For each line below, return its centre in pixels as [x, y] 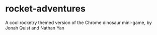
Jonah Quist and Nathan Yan [35, 27]
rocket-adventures [45, 9]
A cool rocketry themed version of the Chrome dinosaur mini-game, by [78, 22]
